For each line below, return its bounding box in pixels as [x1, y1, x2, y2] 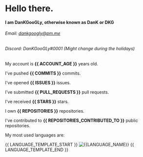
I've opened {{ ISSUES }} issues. [5, 79, 71, 85]
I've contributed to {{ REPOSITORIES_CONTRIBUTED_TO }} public [5, 118, 138, 123]
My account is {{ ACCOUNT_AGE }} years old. [5, 60, 99, 66]
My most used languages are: [5, 132, 65, 138]
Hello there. [5, 3, 54, 14]
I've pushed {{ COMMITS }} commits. [5, 70, 81, 76]
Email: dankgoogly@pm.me [5, 30, 61, 37]
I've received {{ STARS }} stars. [5, 98, 69, 104]
